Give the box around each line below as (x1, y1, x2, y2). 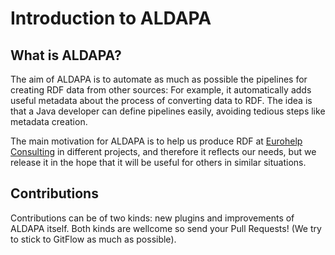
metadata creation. (10, 116, 88, 127)
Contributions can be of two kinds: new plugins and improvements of (10, 212, 295, 224)
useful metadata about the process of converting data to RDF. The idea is (10, 95, 313, 106)
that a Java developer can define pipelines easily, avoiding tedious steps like (10, 105, 326, 117)
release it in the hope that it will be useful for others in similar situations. (10, 157, 307, 168)
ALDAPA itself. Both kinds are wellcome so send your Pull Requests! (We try (10, 222, 322, 234)
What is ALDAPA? (10, 47, 122, 64)
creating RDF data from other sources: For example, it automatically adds (10, 84, 312, 96)
